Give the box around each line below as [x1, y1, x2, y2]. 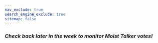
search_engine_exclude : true [5, 12, 66, 17]
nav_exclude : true [5, 7, 43, 12]
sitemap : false [5, 16, 37, 21]
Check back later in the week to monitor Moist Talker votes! [5, 33, 153, 40]
